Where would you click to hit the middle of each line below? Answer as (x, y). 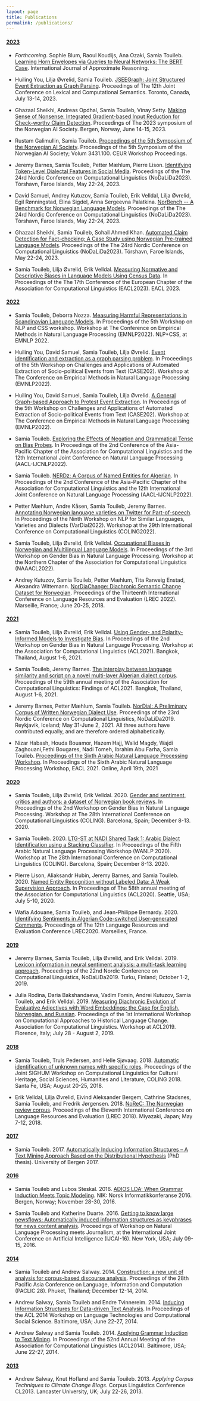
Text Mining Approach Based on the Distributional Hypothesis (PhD (97, 1156)
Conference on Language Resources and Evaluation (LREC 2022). (96, 599)
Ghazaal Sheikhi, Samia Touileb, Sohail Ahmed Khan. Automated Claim (101, 232)
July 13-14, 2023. (36, 98)
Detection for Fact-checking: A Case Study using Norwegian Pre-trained (104, 239)
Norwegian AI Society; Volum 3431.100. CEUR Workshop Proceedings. (101, 153)
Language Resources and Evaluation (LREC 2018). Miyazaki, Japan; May (104, 1116)
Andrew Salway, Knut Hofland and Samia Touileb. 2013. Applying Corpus (104, 1379)
